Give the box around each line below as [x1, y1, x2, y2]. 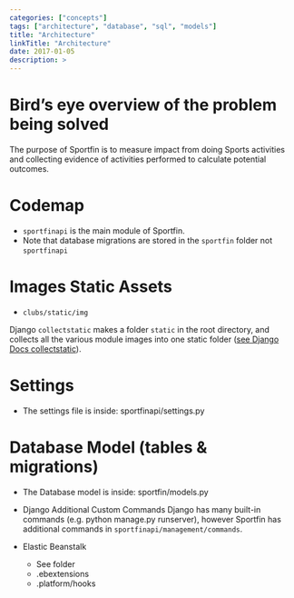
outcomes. [9, 163, 50, 174]
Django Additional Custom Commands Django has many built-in [22, 503, 261, 514]
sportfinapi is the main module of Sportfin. [22, 224, 185, 236]
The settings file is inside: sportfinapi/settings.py [22, 405, 205, 416]
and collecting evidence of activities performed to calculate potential [9, 154, 267, 164]
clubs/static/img [22, 308, 89, 317]
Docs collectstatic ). [9, 343, 82, 354]
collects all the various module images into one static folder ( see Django [9, 334, 279, 344]
